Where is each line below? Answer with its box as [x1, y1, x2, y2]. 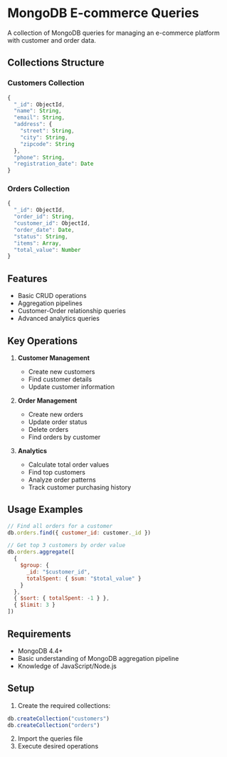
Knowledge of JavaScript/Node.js [17, 662, 117, 670]
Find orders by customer [28, 433, 101, 441]
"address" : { [14, 121, 53, 128]
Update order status [28, 418, 88, 426]
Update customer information [28, 382, 115, 391]
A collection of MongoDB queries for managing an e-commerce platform [7, 28, 221, 37]
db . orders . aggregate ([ [7, 549, 75, 556]
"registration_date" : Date [14, 160, 94, 168]
